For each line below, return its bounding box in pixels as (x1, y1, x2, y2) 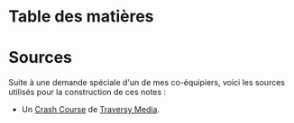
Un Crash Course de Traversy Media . (21, 104, 160, 115)
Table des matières (8, 6, 154, 27)
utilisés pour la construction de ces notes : (8, 87, 167, 98)
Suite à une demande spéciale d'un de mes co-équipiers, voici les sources (8, 77, 286, 88)
